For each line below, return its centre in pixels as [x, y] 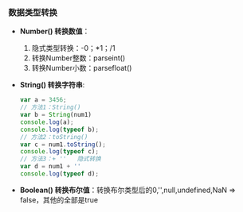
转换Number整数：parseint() [78, 58]
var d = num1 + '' [50, 167]
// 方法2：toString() [54, 137]
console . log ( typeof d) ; [59, 174]
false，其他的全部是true [59, 199]
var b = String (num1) [56, 115]
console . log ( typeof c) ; [59, 152]
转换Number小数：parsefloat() [82, 68]
